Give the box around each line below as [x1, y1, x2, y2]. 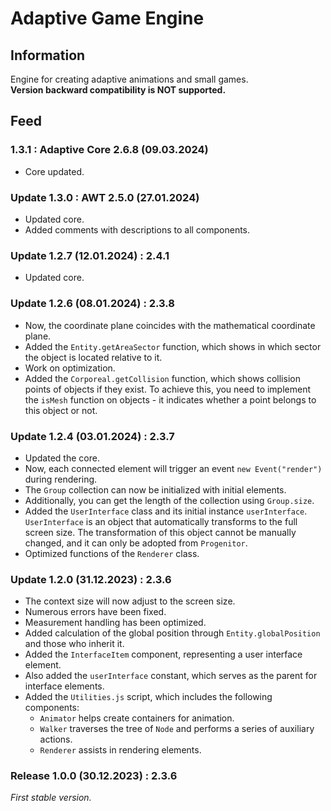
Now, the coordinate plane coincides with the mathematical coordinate [24, 319, 316, 331]
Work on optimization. [24, 362, 116, 374]
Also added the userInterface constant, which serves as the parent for [24, 670, 318, 682]
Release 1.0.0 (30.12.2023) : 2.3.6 [10, 769, 178, 783]
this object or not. [24, 404, 98, 416]
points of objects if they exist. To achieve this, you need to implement [24, 383, 312, 395]
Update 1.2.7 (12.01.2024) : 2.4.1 [10, 248, 170, 262]
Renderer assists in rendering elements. [39, 744, 202, 756]
